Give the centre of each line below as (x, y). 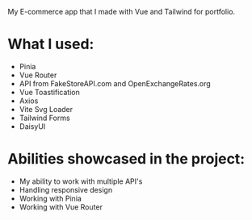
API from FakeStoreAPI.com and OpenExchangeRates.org (115, 83)
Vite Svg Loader (46, 109)
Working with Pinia (50, 198)
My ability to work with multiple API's (81, 181)
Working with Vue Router (61, 207)
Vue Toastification (49, 92)
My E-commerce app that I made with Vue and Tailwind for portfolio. (122, 12)
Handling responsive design (66, 189)
